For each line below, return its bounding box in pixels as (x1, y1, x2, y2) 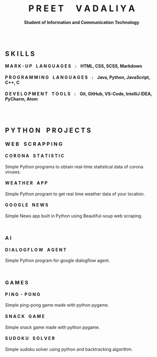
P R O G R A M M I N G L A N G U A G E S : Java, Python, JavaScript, (5, 74, 151, 80)
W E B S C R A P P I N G (5, 141, 63, 147)
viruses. (5, 169, 21, 175)
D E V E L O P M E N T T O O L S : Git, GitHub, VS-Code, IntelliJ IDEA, (5, 91, 152, 97)
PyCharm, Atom (5, 96, 38, 102)
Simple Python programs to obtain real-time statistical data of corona (5, 164, 143, 169)
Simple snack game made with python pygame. (5, 324, 100, 330)
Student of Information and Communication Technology (24, 19, 140, 25)
